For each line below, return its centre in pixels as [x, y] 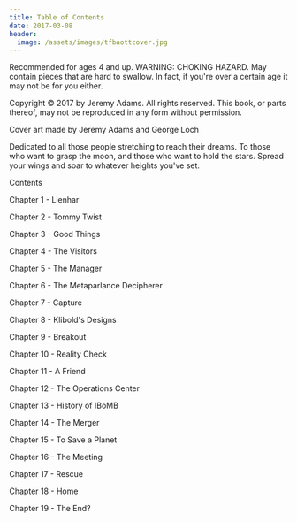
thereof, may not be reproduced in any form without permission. [126, 112]
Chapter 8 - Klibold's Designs [63, 320]
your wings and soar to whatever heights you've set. [105, 165]
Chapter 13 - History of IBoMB [64, 406]
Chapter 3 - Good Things [55, 234]
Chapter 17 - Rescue [46, 474]
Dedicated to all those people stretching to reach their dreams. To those [140, 147]
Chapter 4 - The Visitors [53, 251]
